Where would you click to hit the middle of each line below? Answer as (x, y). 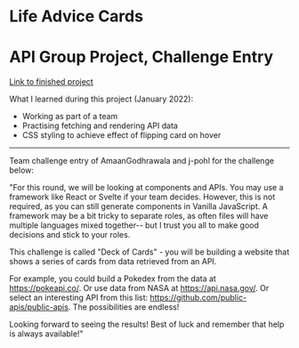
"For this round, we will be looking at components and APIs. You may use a (146, 188)
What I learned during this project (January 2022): (101, 99)
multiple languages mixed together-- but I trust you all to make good (134, 225)
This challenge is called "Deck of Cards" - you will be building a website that (149, 252)
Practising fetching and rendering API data (100, 125)
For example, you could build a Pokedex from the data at (113, 279)
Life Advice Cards (77, 16)
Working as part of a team (70, 117)
